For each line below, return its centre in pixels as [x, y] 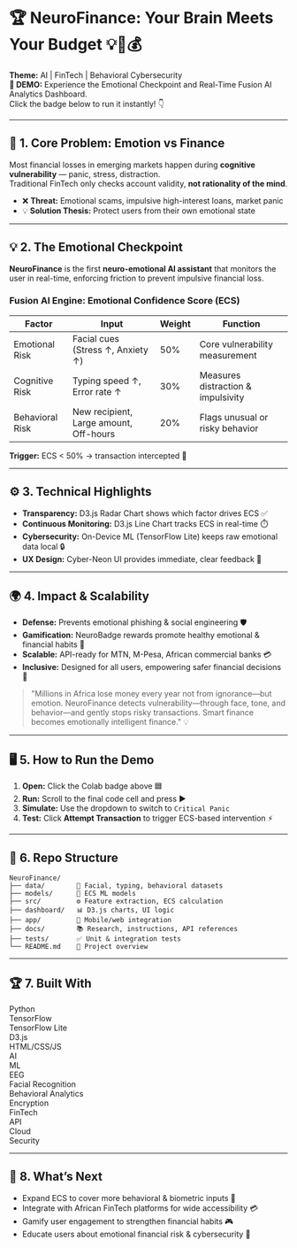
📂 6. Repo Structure [64, 857]
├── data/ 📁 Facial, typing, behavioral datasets [116, 886]
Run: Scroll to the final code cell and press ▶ [104, 799]
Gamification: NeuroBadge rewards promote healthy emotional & [141, 636]
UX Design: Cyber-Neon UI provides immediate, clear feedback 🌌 [142, 559]
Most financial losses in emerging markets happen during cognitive [133, 165]
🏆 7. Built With [50, 983]
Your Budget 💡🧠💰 [76, 45]
